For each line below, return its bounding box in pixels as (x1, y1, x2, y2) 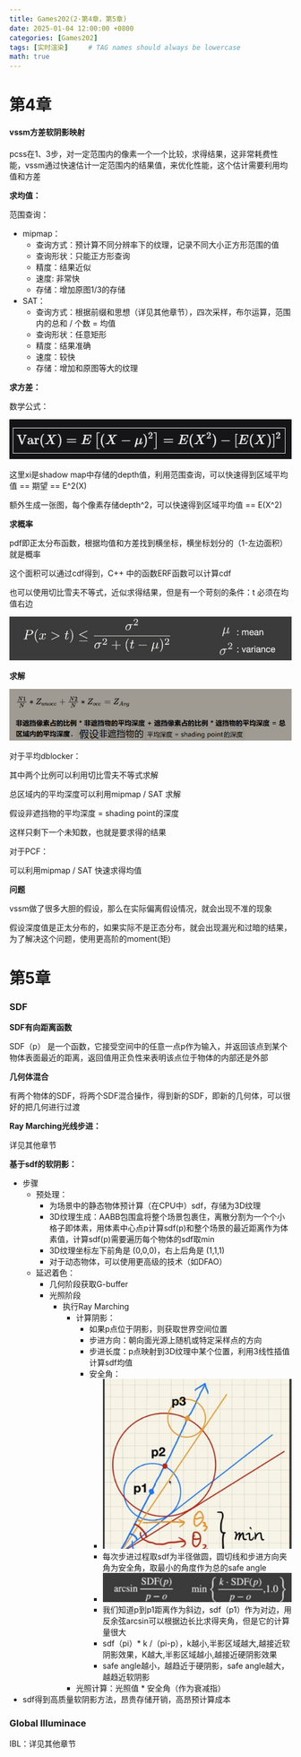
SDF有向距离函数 (9, 1022, 73, 1033)
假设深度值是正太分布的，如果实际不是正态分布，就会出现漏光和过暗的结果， (9, 922, 292, 933)
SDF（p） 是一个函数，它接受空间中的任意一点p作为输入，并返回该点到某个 (9, 1041, 288, 1052)
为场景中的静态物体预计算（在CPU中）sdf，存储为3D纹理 (48, 1200, 262, 1211)
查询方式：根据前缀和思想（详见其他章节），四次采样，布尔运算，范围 (35, 306, 291, 317)
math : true (9, 52, 50, 62)
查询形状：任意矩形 (35, 328, 107, 340)
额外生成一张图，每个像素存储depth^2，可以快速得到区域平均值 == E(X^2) (9, 500, 283, 510)
